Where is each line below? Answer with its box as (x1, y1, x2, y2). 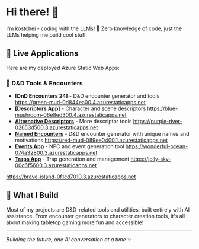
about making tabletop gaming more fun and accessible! (6, 219, 144, 226)
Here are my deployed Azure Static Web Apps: (6, 64, 120, 71)
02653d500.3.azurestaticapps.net (14, 124, 98, 131)
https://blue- (147, 105, 178, 112)
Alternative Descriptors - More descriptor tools (14, 118, 132, 125)
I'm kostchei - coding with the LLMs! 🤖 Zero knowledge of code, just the (6, 25, 182, 32)
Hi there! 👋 (6, 5, 59, 19)
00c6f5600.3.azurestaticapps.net (14, 162, 97, 169)
